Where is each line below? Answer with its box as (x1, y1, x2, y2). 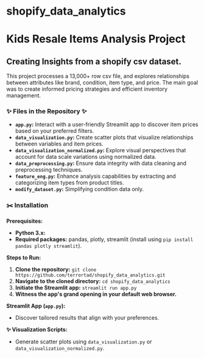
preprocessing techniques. (15, 166, 83, 174)
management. (6, 92, 41, 99)
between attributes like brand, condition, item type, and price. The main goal (6, 79, 199, 86)
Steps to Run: (6, 254, 41, 261)
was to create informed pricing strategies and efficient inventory (6, 85, 168, 93)
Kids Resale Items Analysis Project (6, 32, 186, 46)
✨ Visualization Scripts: (6, 326, 68, 333)
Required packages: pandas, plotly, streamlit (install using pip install (15, 236, 194, 243)
